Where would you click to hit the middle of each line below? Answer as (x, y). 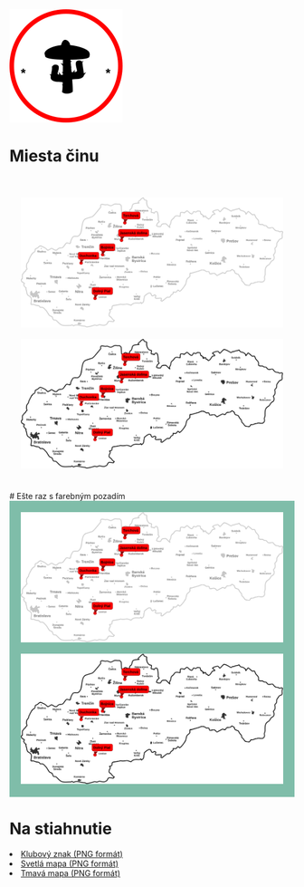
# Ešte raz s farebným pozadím (67, 497)
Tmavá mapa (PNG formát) (71, 873)
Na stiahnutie (61, 829)
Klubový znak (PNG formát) (72, 853)
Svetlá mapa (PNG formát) (70, 863)
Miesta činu (54, 156)
